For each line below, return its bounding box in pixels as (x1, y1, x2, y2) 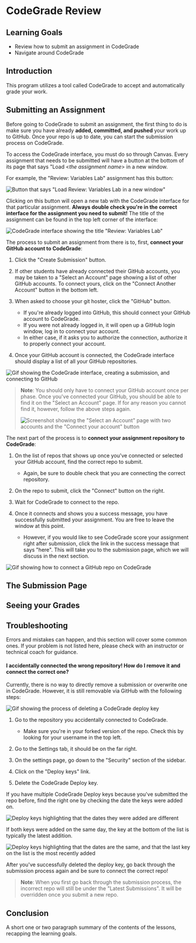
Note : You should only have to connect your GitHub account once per (20, 386, 189, 394)
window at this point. (14, 522, 66, 529)
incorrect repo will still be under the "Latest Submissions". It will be (20, 885, 182, 892)
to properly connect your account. (23, 340, 106, 347)
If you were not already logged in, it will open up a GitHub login (23, 321, 176, 328)
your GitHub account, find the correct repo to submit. (14, 458, 143, 465)
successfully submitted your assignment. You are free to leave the (14, 516, 174, 523)
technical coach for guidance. (6, 649, 78, 656)
